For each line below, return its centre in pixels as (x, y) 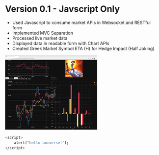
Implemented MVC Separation (43, 33)
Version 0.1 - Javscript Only (63, 9)
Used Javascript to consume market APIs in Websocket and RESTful (81, 22)
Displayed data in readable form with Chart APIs (61, 43)
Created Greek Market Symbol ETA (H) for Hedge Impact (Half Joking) (83, 48)
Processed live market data (40, 38)
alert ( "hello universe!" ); (41, 143)
